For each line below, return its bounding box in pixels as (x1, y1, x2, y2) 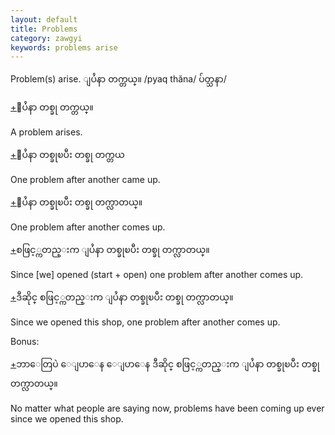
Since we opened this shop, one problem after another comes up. (10, 316, 281, 328)
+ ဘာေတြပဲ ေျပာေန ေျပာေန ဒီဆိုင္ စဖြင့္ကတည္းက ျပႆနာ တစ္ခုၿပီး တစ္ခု (10, 358, 320, 370)
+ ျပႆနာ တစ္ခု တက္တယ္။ (10, 101, 94, 113)
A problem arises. (10, 126, 83, 138)
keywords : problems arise (10, 42, 118, 53)
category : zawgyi (10, 33, 83, 43)
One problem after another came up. (10, 174, 161, 186)
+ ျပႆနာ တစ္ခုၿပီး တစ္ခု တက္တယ (10, 149, 125, 161)
